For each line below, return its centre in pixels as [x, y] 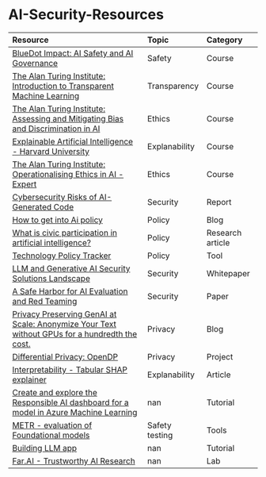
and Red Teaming [45, 301]
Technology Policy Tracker [62, 256]
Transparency [173, 86]
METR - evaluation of [52, 425]
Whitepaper [228, 273]
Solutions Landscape [51, 278]
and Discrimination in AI [56, 129]
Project [220, 356]
